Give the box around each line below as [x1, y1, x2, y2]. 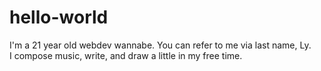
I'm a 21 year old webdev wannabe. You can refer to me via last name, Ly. [9, 39, 312, 51]
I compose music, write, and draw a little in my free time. [9, 49, 243, 61]
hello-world [9, 6, 109, 29]
